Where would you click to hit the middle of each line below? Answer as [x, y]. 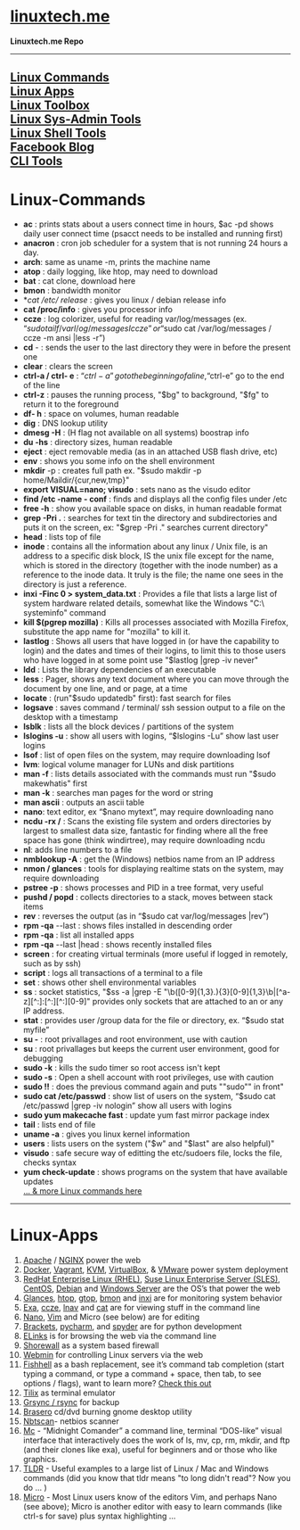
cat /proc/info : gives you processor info [97, 310]
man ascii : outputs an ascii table [84, 802]
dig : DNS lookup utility [65, 423]
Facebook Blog [52, 148]
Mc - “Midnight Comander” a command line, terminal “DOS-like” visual [153, 1431]
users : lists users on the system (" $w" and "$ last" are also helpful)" [149, 1144]
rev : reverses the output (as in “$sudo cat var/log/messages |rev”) [146, 916]
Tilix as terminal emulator [69, 1393]
